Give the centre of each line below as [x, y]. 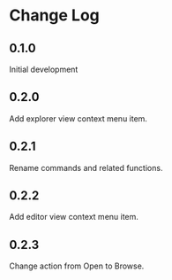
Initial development [44, 69]
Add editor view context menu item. [74, 217]
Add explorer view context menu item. [79, 118]
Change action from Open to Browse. [77, 266]
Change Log [54, 16]
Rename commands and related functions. [86, 167]
